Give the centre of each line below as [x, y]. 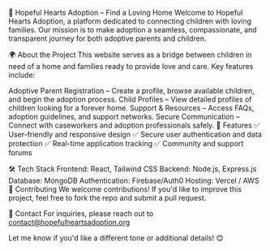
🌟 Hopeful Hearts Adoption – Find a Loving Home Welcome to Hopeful [126, 13]
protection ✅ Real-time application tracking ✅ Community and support [126, 143]
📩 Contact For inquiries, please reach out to [81, 214]
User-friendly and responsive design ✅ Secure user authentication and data [135, 134]
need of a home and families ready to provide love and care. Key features [131, 66]
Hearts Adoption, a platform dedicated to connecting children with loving [130, 21]
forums [20, 153]
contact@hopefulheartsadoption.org [69, 222]
